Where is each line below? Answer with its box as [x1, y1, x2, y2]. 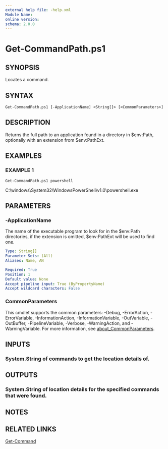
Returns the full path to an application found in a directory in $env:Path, [5, 132, 154, 138]
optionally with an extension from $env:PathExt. [5, 137, 105, 143]
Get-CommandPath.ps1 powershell [5, 178, 73, 183]
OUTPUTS [5, 371, 38, 379]
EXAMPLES [5, 152, 42, 160]
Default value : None [5, 276, 49, 282]
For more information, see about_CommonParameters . [42, 325, 155, 331]
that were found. [5, 392, 47, 399]
